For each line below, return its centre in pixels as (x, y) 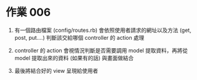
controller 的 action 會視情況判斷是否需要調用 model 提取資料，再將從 (101, 50)
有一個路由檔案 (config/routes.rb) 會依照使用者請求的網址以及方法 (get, (103, 30)
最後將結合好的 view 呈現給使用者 (56, 70)
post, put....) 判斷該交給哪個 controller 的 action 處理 (79, 37)
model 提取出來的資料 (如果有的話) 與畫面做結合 (74, 58)
